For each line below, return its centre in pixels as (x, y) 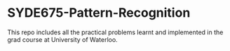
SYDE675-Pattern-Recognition (99, 13)
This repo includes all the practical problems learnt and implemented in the (115, 32)
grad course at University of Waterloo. (62, 39)
